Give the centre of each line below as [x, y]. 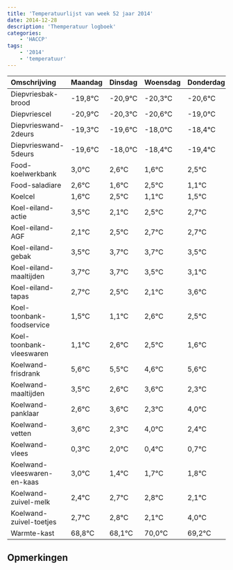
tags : [15, 46]
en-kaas [25, 482]
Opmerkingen [37, 558]
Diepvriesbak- [35, 94]
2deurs [23, 134]
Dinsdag [123, 82]
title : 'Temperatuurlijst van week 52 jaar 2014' [80, 14]
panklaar [25, 413]
